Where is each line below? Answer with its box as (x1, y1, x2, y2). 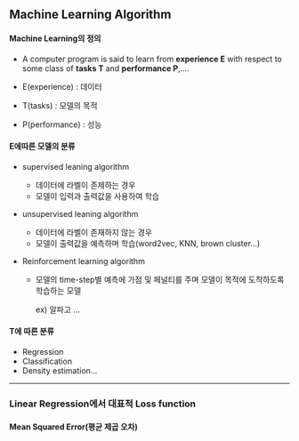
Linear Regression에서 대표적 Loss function (9, 397, 197, 410)
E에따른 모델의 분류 (9, 141, 76, 152)
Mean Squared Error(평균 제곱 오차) (9, 421, 138, 432)
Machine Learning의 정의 (9, 33, 101, 44)
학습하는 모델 (35, 285, 82, 296)
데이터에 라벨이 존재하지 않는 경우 (35, 227, 153, 237)
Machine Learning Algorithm (9, 7, 172, 22)
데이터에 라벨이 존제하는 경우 (35, 180, 136, 190)
